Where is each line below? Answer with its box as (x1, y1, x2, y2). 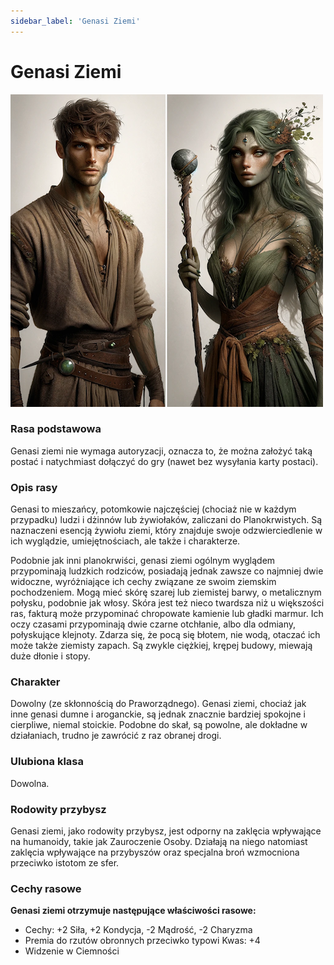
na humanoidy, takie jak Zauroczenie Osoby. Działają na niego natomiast (10, 836, 308, 848)
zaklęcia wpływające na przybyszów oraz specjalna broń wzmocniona (10, 846, 300, 859)
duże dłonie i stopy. (10, 650, 91, 662)
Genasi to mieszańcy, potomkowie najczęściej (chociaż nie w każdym (10, 503, 297, 515)
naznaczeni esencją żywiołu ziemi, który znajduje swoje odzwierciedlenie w (10, 525, 323, 537)
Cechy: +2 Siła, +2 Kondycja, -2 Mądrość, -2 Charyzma (24, 924, 253, 936)
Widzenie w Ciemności (24, 945, 120, 957)
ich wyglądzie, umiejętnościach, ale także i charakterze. (10, 535, 241, 547)
